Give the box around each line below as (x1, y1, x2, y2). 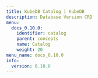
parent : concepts (16, 36, 59, 42)
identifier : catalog (16, 30, 66, 36)
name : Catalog (16, 42, 51, 48)
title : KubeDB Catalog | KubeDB (6, 8, 85, 15)
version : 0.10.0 (11, 63, 51, 69)
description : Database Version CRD (6, 14, 93, 20)
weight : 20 (16, 47, 43, 53)
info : (6, 57, 19, 63)
